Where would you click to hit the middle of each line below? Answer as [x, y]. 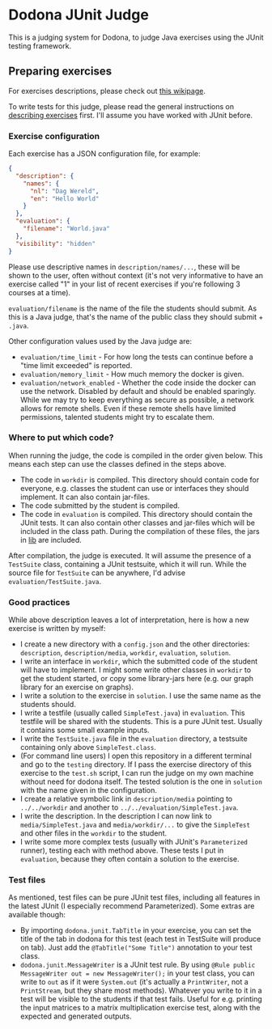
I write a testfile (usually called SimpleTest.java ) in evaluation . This [132, 713]
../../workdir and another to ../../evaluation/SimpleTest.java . [129, 807]
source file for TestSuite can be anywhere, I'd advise [97, 573]
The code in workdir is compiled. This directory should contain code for [140, 480]
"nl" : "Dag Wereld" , [64, 191]
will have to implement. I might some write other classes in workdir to [136, 670]
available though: [37, 915]
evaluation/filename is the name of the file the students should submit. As [133, 308]
